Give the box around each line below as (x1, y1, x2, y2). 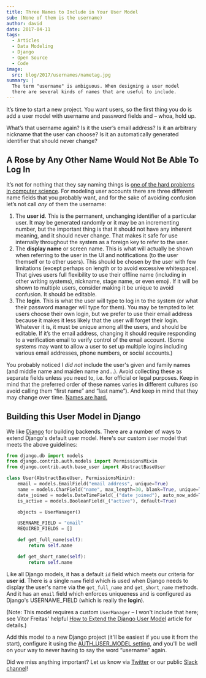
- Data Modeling (12, 44, 53, 50)
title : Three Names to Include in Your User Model (6, 9, 139, 15)
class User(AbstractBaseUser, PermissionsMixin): (6, 475, 136, 482)
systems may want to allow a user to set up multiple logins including (15, 342, 188, 350)
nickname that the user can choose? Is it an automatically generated (6, 130, 179, 138)
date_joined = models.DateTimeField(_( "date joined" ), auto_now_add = (17, 492, 199, 498)
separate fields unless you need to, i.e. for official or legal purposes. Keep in (6, 374, 199, 381)
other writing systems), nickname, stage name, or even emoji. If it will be (15, 277, 199, 285)
